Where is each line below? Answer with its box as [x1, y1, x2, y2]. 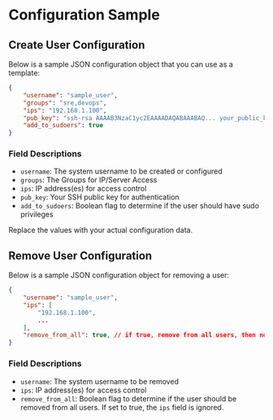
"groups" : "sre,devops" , [23, 99, 107, 107]
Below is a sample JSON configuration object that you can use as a [8, 59, 233, 69]
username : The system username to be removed [19, 376, 180, 386]
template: [8, 68, 41, 78]
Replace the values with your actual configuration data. [8, 225, 193, 235]
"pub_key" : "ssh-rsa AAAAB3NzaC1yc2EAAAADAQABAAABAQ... [23, 114, 217, 122]
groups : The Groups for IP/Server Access [19, 175, 158, 185]
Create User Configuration [8, 38, 145, 52]
